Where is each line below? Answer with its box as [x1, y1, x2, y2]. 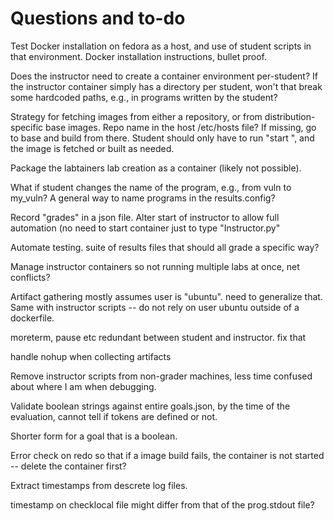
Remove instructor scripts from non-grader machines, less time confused [10, 370, 313, 382]
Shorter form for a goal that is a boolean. [10, 430, 178, 442]
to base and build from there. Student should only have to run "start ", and [10, 132, 315, 144]
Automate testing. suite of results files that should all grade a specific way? [10, 241, 320, 253]
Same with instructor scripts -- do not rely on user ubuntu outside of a [10, 301, 300, 313]
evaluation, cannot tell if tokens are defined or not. [10, 410, 218, 422]
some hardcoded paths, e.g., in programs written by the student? [10, 91, 278, 103]
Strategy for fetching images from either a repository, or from [10, 110, 263, 122]
